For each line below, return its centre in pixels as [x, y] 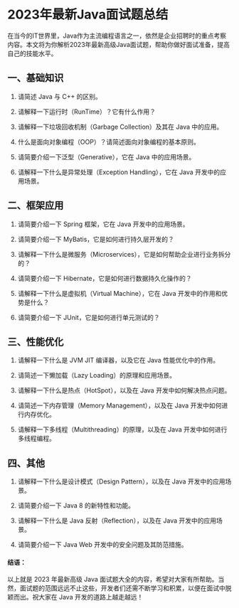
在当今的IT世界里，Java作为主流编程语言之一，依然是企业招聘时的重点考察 [117, 36]
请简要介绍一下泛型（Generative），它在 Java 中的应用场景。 [106, 156]
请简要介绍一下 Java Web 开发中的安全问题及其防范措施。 [102, 545]
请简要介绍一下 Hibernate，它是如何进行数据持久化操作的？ [105, 278]
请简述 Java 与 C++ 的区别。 [59, 96]
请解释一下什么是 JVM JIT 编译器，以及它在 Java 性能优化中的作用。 [118, 361]
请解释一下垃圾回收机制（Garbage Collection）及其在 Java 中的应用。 [120, 127]
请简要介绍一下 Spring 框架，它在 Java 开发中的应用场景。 [103, 224]
